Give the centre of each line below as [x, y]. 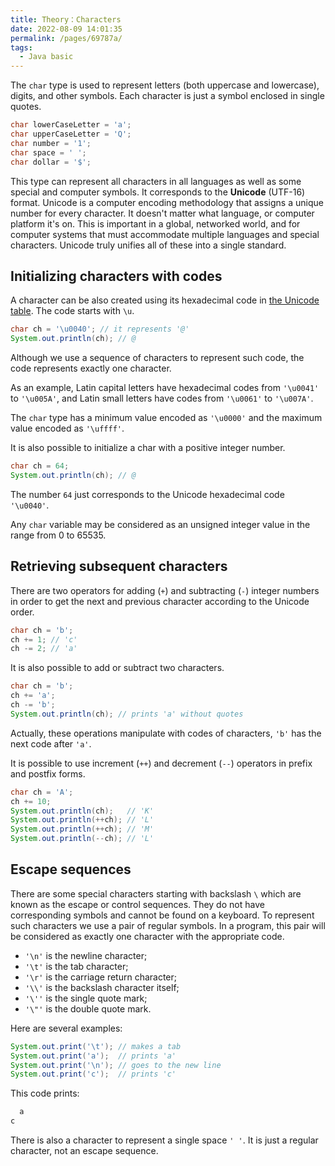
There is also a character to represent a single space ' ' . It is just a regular [164, 1140]
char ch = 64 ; [40, 466]
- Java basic [46, 57]
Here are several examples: [66, 1028]
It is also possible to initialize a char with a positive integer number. [148, 448]
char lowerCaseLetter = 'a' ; [71, 125]
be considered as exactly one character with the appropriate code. [147, 936]
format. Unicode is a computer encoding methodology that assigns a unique [167, 202]
